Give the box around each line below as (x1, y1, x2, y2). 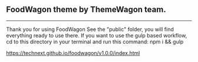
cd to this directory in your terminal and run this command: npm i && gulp (6, 38, 184, 45)
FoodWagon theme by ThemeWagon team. (6, 5, 166, 15)
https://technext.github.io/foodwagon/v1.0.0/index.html (6, 49, 140, 56)
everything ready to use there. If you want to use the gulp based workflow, (6, 32, 187, 39)
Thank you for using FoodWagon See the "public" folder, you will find (6, 26, 174, 33)
